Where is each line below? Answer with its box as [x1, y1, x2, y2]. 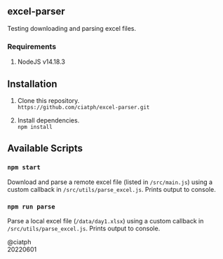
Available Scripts [7, 143, 83, 155]
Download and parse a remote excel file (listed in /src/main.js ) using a [7, 178, 212, 186]
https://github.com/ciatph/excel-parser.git [17, 104, 150, 111]
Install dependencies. [17, 115, 80, 125]
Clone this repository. [17, 96, 80, 104]
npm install [17, 123, 53, 130]
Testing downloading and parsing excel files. [7, 24, 137, 32]
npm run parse [7, 202, 55, 211]
